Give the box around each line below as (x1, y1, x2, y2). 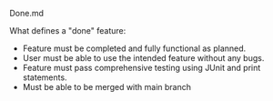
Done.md (9, 8, 44, 18)
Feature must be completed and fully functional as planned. (22, 43, 247, 54)
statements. (22, 72, 67, 83)
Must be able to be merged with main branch (22, 82, 192, 92)
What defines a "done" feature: (9, 25, 126, 35)
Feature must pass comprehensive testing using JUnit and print (22, 63, 261, 73)
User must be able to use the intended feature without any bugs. (22, 53, 265, 63)
